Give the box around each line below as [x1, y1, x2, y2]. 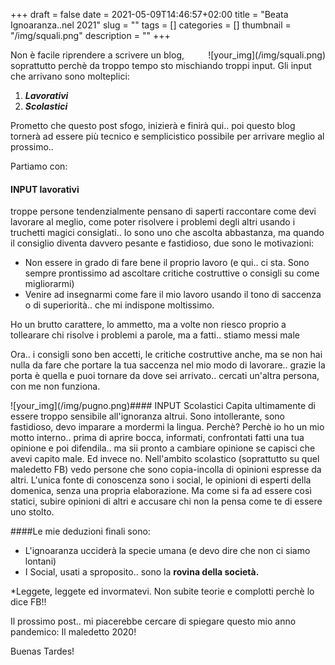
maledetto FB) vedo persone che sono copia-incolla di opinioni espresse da [10, 464, 322, 476]
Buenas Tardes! [10, 645, 75, 658]
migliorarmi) [24, 278, 75, 290]
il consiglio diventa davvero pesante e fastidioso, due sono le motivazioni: [10, 237, 315, 249]
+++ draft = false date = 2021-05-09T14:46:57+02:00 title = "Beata [10, 9, 289, 20]
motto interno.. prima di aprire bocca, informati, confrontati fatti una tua [10, 432, 305, 444]
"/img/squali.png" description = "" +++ [10, 30, 171, 41]
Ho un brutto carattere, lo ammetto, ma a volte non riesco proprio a [10, 319, 287, 331]
